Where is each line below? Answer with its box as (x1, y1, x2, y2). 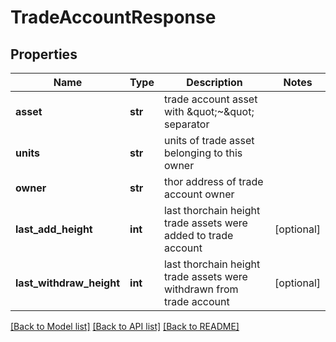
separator (163, 117, 210, 131)
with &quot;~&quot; (163, 105, 255, 118)
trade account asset (163, 92, 258, 106)
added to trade (163, 229, 234, 242)
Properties (10, 46, 78, 63)
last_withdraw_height (15, 276, 121, 290)
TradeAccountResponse (10, 6, 217, 29)
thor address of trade (163, 175, 264, 188)
